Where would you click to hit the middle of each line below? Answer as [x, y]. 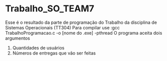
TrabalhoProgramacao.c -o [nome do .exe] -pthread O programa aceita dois [84, 33]
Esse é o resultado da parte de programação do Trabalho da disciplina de [81, 22]
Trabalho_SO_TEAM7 [50, 9]
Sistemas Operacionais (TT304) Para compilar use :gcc [63, 27]
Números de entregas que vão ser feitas [54, 53]
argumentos [18, 38]
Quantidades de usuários [38, 48]
